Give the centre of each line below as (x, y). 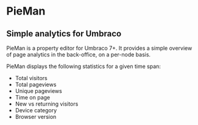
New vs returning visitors (47, 104)
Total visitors (31, 78)
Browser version (36, 117)
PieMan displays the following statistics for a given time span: (84, 66)
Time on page (33, 97)
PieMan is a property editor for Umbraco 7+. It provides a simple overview (99, 48)
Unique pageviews (38, 91)
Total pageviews (36, 84)
